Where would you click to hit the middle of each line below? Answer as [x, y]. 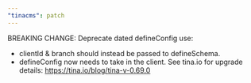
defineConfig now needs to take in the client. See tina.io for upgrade [131, 62]
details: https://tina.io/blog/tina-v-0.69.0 [85, 70]
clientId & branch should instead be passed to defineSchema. [120, 53]
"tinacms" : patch [36, 15]
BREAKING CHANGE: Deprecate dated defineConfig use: [100, 38]
